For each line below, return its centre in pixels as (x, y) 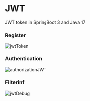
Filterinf (15, 82)
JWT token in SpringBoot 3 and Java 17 (45, 22)
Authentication (23, 59)
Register (16, 35)
